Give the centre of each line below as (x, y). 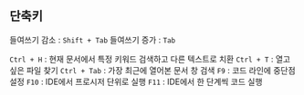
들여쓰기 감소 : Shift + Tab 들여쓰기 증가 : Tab (93, 40)
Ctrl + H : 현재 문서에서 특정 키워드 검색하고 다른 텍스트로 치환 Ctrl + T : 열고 (150, 59)
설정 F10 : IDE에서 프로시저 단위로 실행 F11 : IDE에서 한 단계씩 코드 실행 (136, 81)
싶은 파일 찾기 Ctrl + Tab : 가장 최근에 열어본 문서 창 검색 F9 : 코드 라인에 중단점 (152, 70)
